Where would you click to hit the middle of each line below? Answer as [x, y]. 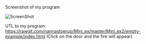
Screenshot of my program [33, 7]
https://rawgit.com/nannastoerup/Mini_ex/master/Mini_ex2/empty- [73, 31]
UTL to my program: [25, 26]
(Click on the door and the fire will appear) [89, 36]
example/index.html [25, 36]
